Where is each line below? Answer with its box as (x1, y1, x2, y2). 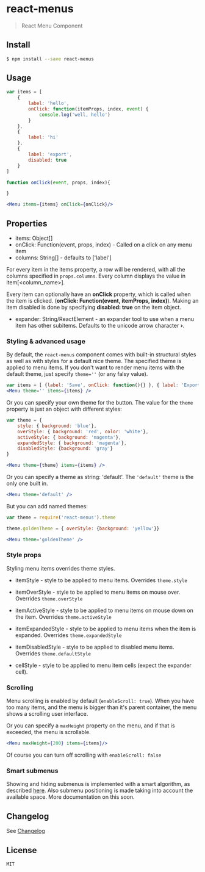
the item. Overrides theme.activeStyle (15, 613, 112, 621)
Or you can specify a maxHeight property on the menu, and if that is (6, 722, 175, 729)
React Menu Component (21, 22, 83, 29)
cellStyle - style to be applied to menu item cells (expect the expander (15, 661, 192, 669)
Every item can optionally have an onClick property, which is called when (6, 290, 191, 298)
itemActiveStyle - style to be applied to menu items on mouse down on (15, 607, 194, 614)
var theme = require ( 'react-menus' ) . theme (6, 514, 116, 521)
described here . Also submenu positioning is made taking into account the (6, 787, 193, 795)
